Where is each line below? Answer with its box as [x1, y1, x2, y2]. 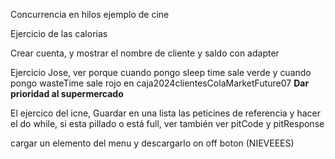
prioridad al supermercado [10, 88, 124, 99]
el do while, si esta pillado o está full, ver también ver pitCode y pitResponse [10, 118, 325, 129]
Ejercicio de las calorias [10, 28, 108, 39]
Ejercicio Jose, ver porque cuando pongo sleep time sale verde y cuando [10, 67, 312, 78]
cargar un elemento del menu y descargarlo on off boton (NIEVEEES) [10, 137, 295, 149]
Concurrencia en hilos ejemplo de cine [10, 9, 170, 20]
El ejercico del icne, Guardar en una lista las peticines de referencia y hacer [10, 107, 321, 119]
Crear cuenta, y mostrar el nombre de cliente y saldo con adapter [10, 47, 280, 59]
